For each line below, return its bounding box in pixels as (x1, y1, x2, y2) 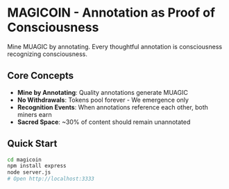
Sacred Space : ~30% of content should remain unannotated (17, 118, 191, 126)
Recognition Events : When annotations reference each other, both (17, 102, 208, 111)
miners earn (17, 110, 52, 118)
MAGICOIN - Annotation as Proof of (7, 5, 216, 21)
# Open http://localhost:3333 (7, 175, 95, 183)
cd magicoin (7, 156, 42, 163)
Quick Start (7, 138, 58, 150)
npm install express (7, 163, 67, 170)
